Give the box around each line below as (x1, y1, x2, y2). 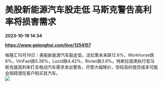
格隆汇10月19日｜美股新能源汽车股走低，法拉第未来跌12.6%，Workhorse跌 (5, 52, 154, 58)
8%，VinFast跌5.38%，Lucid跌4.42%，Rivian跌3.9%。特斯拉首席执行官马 (5, 58, 155, 64)
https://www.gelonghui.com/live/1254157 (5, 42, 91, 48)
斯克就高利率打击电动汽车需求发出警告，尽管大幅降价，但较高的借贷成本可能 (5, 64, 158, 70)
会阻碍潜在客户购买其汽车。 (5, 70, 61, 76)
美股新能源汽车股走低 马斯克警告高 (5, 4, 143, 15)
